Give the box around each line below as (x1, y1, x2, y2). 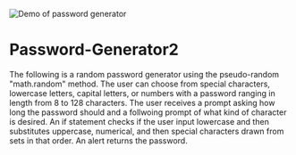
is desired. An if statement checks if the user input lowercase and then (9, 116, 270, 126)
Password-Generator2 (9, 40, 179, 60)
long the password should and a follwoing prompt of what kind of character (9, 107, 287, 118)
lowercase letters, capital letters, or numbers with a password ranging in (9, 87, 275, 98)
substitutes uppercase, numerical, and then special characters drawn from (9, 126, 284, 136)
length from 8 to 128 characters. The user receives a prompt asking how (9, 97, 275, 108)
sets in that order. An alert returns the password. (9, 135, 188, 146)
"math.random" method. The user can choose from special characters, (9, 78, 271, 89)
